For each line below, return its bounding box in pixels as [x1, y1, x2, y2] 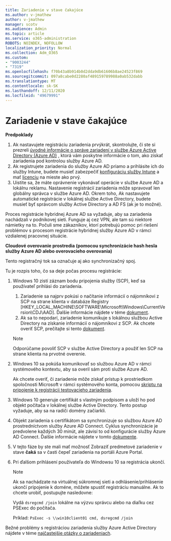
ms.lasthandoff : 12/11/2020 [5, 88, 65, 93]
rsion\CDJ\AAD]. [20, 309, 56, 315]
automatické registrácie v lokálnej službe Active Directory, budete [12, 196, 151, 202]
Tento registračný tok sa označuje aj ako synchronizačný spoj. [5, 258, 136, 264]
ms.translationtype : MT [5, 79, 56, 84]
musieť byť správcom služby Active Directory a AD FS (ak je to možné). [12, 201, 162, 207]
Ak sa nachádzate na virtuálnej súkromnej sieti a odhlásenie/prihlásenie [12, 479, 163, 485]
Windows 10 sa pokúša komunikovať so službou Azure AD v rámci [12, 361, 152, 367]
